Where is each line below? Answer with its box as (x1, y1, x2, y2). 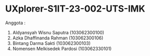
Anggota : (5, 20, 26, 26)
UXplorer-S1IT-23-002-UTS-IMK (5, 3, 145, 15)
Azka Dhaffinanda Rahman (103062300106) (12, 35, 104, 41)
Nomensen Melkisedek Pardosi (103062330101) (12, 45, 112, 51)
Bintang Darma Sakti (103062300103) (12, 40, 91, 46)
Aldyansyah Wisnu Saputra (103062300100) (12, 29, 105, 35)
